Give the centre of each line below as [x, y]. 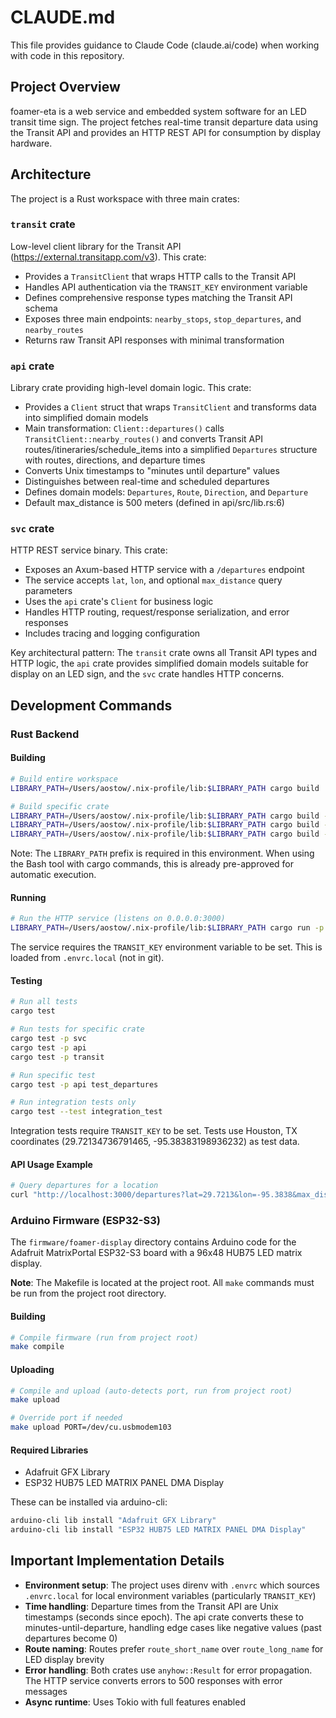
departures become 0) [71, 1638]
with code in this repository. [67, 55]
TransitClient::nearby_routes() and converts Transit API [143, 439]
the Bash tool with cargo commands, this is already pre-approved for [152, 864]
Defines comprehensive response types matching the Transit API [158, 297]
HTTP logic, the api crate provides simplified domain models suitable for [159, 663]
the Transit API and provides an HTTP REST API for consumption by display [165, 132]
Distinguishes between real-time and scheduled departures [147, 482]
